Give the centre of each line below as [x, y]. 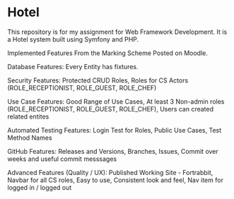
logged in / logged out [40, 187]
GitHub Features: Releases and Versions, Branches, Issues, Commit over [113, 151]
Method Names [30, 138]
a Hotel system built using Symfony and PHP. [73, 39]
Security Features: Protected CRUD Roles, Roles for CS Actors [98, 80]
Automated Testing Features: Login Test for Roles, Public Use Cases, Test [115, 130]
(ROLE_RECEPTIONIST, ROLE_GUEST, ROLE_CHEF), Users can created [111, 109]
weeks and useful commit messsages [62, 159]
